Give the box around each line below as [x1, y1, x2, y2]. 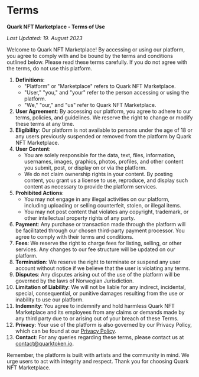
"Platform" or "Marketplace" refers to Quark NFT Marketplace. [24, 82, 176, 89]
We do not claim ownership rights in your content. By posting [24, 170, 173, 177]
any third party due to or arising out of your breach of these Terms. [15, 314, 179, 322]
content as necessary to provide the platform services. [24, 183, 158, 190]
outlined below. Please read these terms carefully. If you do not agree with [6, 58, 188, 66]
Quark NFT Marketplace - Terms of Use [6, 23, 105, 30]
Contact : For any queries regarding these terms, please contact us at [15, 333, 184, 340]
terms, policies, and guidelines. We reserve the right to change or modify [15, 113, 193, 121]
